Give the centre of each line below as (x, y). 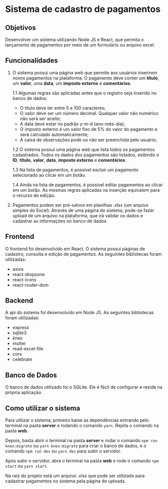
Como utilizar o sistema (43, 408)
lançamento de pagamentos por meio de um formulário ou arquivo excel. (80, 45)
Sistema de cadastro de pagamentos (83, 9)
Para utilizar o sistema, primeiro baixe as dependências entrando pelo (77, 420)
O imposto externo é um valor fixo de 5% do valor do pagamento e (88, 129)
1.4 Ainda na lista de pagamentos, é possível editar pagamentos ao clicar (87, 185)
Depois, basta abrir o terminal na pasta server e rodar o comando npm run (81, 441)
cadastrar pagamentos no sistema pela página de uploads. (65, 481)
